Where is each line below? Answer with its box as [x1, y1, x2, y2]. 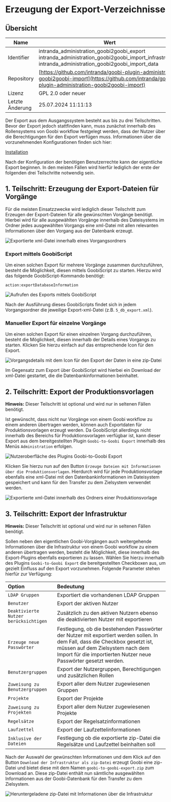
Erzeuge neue [8, 639, 40, 645]
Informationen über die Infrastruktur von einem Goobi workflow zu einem [5, 544, 159, 550]
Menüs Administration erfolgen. [5, 443, 73, 449]
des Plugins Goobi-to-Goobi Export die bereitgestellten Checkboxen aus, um [5, 560, 166, 566]
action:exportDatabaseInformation [5, 283, 79, 288]
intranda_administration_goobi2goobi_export [39, 47, 146, 55]
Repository [8, 75, 34, 82]
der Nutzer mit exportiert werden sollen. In [56, 632, 158, 639]
